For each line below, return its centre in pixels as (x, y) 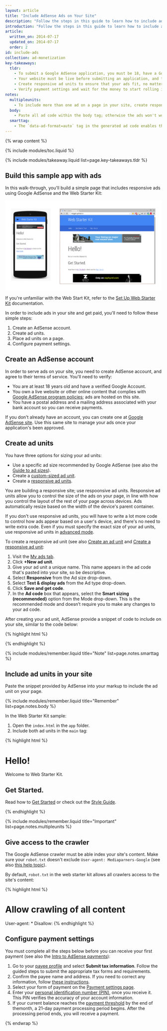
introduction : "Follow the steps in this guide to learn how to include (82, 26)
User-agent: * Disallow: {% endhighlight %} (50, 923)
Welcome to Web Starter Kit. (34, 775)
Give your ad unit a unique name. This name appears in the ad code (82, 567)
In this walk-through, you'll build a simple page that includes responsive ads (83, 188)
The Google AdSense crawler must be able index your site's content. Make (82, 854)
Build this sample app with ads (53, 176)
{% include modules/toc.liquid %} (40, 150)
